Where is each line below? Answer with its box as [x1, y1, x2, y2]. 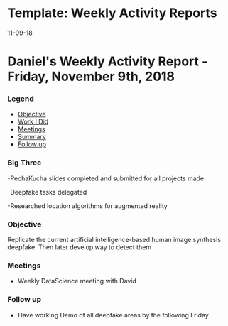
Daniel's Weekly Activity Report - [7, 53, 208, 70]
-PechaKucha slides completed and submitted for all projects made [7, 174, 205, 183]
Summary [17, 133, 46, 141]
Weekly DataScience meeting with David [17, 277, 137, 286]
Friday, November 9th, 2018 [7, 69, 175, 85]
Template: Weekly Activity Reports [7, 5, 218, 21]
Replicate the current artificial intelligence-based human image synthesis [7, 236, 222, 244]
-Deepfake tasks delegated [7, 188, 87, 196]
